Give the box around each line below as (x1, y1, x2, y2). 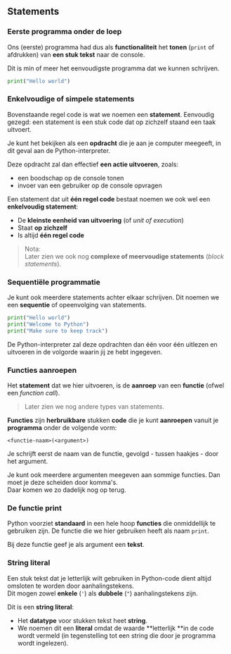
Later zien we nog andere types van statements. (24, 402, 165, 411)
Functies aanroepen (7, 365, 77, 375)
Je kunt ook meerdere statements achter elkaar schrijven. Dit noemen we (7, 293, 220, 302)
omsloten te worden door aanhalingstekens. (7, 581, 135, 590)
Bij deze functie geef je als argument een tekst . (7, 541, 145, 549)
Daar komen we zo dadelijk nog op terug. (7, 486, 126, 494)
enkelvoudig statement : (7, 202, 79, 211)
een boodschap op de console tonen (17, 173, 124, 182)
